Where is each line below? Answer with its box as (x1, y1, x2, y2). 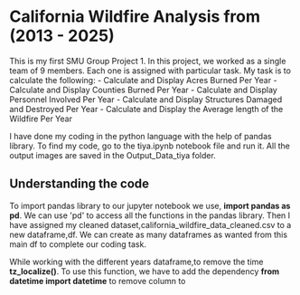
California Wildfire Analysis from (9, 6, 260, 27)
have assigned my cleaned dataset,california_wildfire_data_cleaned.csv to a (9, 219, 292, 230)
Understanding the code (9, 176, 150, 192)
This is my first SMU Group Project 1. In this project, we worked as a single (9, 55, 286, 66)
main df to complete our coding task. (9, 238, 147, 250)
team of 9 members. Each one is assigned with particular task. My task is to (9, 65, 292, 76)
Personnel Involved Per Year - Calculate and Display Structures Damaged (9, 93, 283, 105)
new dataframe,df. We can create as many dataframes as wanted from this (9, 229, 287, 240)
